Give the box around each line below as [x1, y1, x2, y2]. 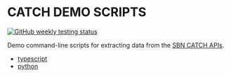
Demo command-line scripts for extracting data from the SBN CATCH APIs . [7, 41, 225, 49]
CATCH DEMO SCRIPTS [7, 4, 147, 20]
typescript [17, 54, 48, 63]
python [17, 62, 39, 70]
